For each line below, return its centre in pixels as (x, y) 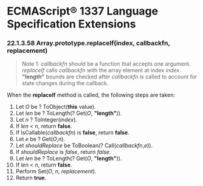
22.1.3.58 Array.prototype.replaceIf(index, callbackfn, (88, 43)
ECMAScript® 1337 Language (83, 11)
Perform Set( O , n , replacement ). (56, 171)
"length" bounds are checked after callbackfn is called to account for (109, 77)
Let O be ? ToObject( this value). (56, 107)
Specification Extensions (71, 24)
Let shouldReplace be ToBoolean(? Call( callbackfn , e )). (84, 146)
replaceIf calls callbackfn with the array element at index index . (101, 71)
